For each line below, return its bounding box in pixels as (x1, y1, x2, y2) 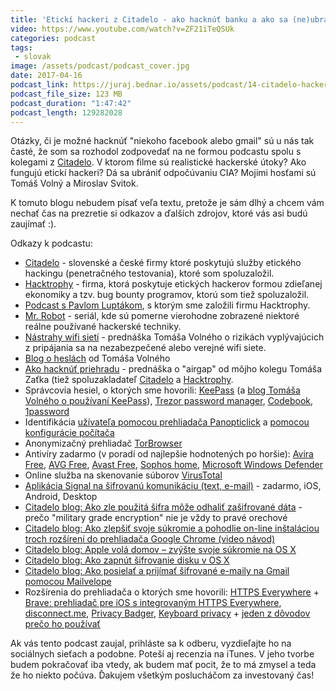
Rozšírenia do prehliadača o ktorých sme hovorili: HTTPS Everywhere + (24, 586, 320, 598)
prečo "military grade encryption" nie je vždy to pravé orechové (24, 512, 288, 524)
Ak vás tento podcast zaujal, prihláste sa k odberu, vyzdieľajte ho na (10, 637, 292, 650)
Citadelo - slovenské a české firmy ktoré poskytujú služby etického (24, 257, 302, 269)
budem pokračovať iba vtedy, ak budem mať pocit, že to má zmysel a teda (10, 659, 317, 671)
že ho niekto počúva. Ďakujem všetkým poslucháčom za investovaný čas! (10, 669, 315, 681)
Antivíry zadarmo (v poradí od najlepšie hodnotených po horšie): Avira (24, 448, 314, 460)
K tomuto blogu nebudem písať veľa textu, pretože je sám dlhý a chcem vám (10, 197, 325, 209)
